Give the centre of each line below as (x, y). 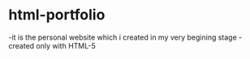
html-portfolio (57, 15)
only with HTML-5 (66, 45)
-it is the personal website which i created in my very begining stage (123, 37)
